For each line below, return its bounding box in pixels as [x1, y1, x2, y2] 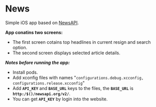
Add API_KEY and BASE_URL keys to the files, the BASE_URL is [12, 85, 134, 91]
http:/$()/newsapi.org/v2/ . [12, 90, 70, 96]
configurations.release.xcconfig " [12, 80, 85, 86]
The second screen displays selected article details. [12, 50, 121, 56]
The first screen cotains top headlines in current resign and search [12, 39, 151, 45]
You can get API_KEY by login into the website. [12, 96, 108, 102]
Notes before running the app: [5, 59, 70, 65]
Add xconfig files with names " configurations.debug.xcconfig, [12, 74, 144, 80]
